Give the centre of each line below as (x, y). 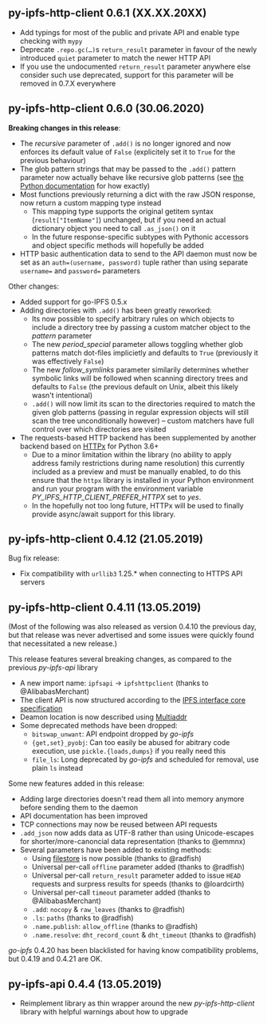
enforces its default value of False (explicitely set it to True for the (128, 152)
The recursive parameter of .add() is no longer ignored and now (125, 143)
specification (41, 709)
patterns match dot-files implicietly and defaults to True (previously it (145, 353)
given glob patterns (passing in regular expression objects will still (140, 412)
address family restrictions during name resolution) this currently (138, 463)
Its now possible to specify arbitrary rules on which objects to (133, 318)
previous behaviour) (53, 160)
